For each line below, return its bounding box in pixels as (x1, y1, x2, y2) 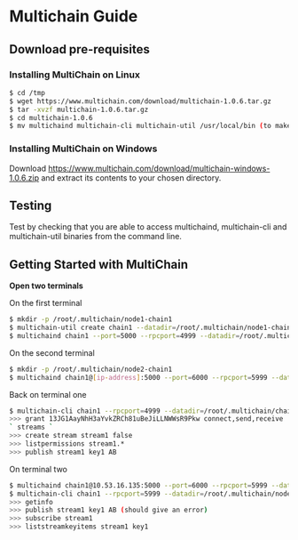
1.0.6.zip (9, 172, 40, 183)
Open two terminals (9, 280, 84, 291)
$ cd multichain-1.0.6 (9, 113, 93, 122)
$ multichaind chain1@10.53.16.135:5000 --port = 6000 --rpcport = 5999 (9, 480, 268, 490)
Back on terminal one (9, 389, 87, 399)
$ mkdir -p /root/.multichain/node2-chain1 (9, 365, 173, 374)
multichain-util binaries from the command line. (9, 231, 182, 242)
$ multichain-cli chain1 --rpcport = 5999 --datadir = (9, 489, 204, 498)
